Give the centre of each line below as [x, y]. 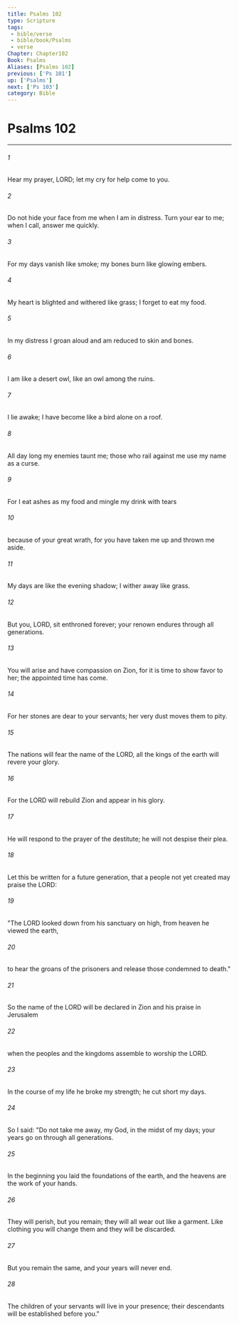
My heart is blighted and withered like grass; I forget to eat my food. [107, 302]
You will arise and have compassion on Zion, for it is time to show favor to [115, 670]
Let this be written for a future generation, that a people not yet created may [119, 877]
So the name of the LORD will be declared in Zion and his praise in [104, 1007]
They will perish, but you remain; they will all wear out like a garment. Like [116, 1222]
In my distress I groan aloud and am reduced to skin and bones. [101, 341]
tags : [15, 27]
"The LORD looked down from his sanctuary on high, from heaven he [108, 923]
